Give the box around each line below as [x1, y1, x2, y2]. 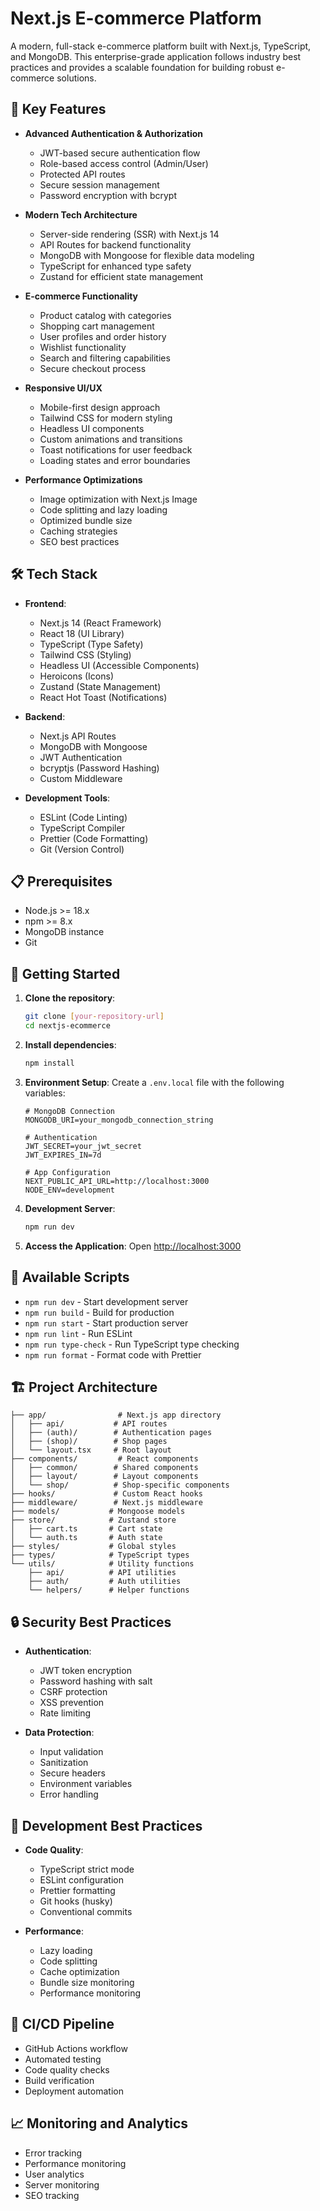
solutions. [56, 72, 97, 84]
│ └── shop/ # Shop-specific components [10, 1480, 230, 1491]
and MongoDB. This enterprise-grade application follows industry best [10, 50, 302, 62]
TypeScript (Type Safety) [39, 638, 144, 650]
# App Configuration [24, 1167, 111, 1177]
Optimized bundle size [39, 514, 133, 526]
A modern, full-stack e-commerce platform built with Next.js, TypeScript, [10, 40, 312, 52]
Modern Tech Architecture [24, 208, 138, 221]
